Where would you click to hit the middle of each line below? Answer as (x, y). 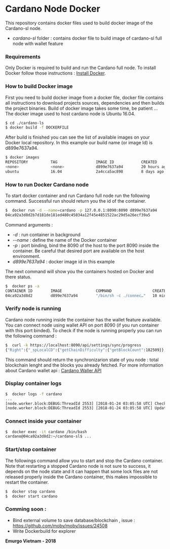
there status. (18, 277)
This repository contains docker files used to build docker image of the (79, 23)
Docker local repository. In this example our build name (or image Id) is (79, 143)
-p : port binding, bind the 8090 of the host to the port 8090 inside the (86, 245)
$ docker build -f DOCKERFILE (37, 127)
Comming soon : (26, 509)
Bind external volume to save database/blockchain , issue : (74, 520)
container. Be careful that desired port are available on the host (78, 251)
